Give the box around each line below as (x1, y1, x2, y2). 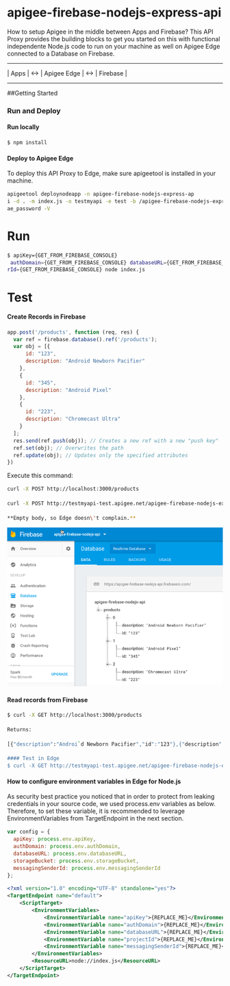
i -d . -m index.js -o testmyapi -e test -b (7, 198, 136, 205)
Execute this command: (7, 472, 73, 480)
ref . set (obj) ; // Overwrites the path (13, 444, 125, 451)
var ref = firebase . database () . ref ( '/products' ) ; (13, 336, 157, 343)
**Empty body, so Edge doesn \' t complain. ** (7, 514, 136, 521)
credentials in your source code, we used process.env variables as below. (7, 800, 216, 808)
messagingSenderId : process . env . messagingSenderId (13, 864, 161, 871)
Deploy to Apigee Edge (7, 154, 74, 162)
